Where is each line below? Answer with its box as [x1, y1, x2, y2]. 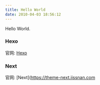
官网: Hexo [5, 50, 27, 56]
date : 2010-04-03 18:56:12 [5, 12, 61, 17]
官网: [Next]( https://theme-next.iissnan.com [5, 75, 96, 81]
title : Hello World [5, 7, 46, 12]
